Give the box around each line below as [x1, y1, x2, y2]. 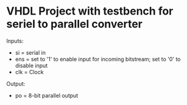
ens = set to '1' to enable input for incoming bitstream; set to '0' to [15, 55, 181, 63]
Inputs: [6, 37, 24, 44]
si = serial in [15, 49, 46, 56]
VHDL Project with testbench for [6, 4, 174, 18]
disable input [15, 62, 48, 69]
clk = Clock [15, 68, 44, 75]
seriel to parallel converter [6, 17, 143, 31]
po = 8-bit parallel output [15, 92, 79, 99]
